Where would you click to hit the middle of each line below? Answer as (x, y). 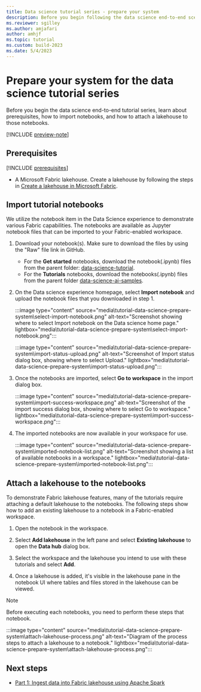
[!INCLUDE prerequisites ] (37, 168)
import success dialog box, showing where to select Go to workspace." (103, 409)
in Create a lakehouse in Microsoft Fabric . (66, 186)
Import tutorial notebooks (55, 205)
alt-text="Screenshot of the (151, 402)
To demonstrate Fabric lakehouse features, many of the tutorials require (95, 498)
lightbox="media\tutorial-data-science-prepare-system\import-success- (104, 416)
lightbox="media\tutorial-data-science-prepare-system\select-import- (101, 329)
